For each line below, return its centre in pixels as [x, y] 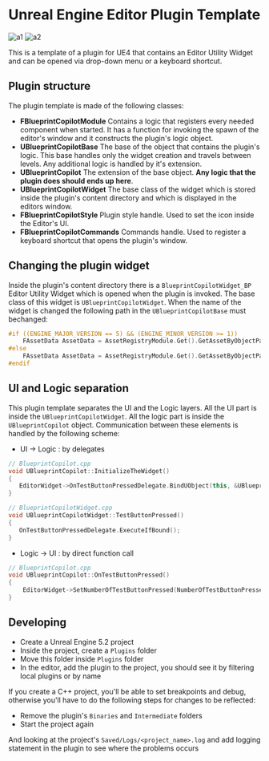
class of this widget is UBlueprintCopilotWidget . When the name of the [125, 302]
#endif [19, 364]
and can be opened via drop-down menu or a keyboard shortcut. [115, 61]
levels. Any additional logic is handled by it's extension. [111, 164]
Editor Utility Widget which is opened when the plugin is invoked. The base [132, 293]
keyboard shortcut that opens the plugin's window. [104, 240]
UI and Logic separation [69, 389]
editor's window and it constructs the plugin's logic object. [116, 138]
